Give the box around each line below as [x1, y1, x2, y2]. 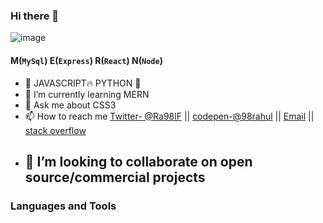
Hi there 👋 [10, 9, 60, 23]
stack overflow [24, 124, 87, 136]
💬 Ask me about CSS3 [24, 99, 117, 111]
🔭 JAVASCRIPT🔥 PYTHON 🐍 [24, 77, 142, 89]
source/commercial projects [24, 169, 206, 186]
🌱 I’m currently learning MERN [24, 88, 150, 100]
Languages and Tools [10, 199, 117, 213]
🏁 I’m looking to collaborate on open [24, 153, 253, 170]
